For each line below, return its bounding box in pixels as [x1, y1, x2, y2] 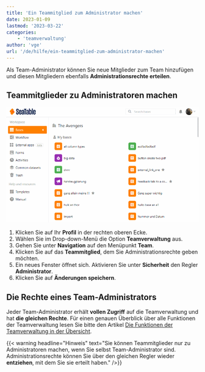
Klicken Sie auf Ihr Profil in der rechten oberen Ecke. [15, 229, 148, 236]
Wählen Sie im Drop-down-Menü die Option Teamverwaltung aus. [15, 235, 183, 243]
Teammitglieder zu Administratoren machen [6, 90, 178, 101]
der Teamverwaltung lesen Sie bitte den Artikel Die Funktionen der [6, 321, 173, 329]
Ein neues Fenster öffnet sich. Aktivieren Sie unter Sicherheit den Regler [15, 261, 198, 269]
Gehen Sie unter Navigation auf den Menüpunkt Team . [15, 242, 154, 249]
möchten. [15, 255, 40, 262]
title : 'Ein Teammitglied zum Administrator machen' [6, 10, 143, 16]
